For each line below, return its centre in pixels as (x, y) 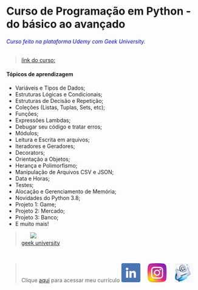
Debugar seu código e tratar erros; (58, 127)
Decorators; (30, 152)
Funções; (27, 113)
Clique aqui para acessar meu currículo (70, 280)
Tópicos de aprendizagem (40, 74)
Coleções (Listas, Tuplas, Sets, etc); (60, 107)
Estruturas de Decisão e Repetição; (59, 101)
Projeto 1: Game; (36, 204)
